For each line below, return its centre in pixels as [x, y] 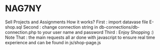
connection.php [21, 32]
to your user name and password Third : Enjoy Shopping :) [96, 32]
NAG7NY [24, 8]
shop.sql [14, 27]
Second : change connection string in [61, 27]
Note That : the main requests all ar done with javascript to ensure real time [80, 37]
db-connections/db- [119, 27]
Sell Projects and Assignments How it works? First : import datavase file [77, 22]
